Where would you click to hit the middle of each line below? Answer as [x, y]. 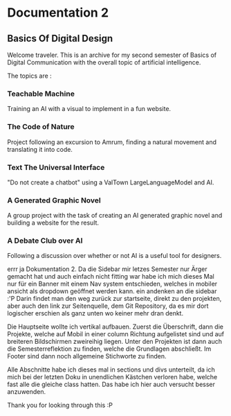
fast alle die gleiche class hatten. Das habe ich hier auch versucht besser [111, 384]
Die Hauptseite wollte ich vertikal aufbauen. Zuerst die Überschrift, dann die [115, 327]
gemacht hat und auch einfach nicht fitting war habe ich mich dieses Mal [111, 277]
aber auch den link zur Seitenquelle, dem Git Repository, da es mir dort [108, 306]
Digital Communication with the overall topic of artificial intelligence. [104, 62]
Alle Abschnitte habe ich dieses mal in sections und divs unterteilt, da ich [111, 370]
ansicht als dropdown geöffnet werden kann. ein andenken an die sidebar [112, 291]
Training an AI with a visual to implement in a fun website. [89, 109]
